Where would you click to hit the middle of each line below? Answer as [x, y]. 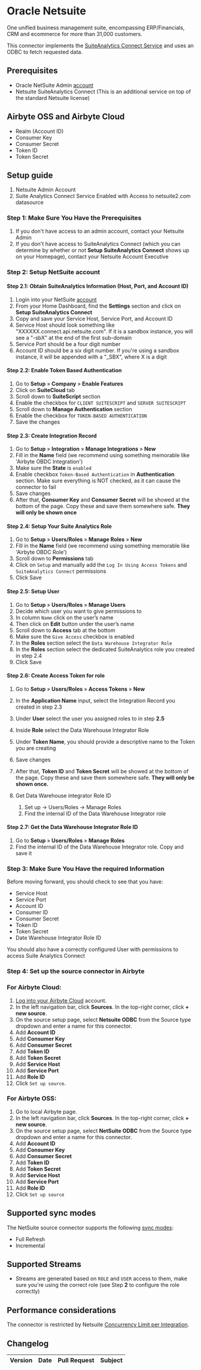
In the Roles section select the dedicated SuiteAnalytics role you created [105, 649]
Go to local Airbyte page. [46, 1111]
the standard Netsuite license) [53, 98]
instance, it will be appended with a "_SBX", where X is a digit [91, 357]
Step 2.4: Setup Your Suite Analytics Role [60, 526]
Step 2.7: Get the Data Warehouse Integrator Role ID [72, 827]
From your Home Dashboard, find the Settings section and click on [98, 306]
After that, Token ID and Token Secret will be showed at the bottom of [102, 771]
